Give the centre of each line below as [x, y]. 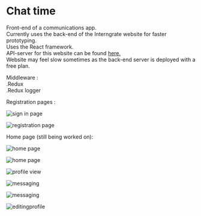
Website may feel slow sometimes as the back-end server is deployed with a [101, 59]
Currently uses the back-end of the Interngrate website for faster [86, 34]
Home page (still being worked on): [50, 137]
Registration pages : [31, 102]
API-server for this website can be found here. [64, 53]
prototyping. [22, 40]
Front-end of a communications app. [52, 28]
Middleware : [22, 77]
